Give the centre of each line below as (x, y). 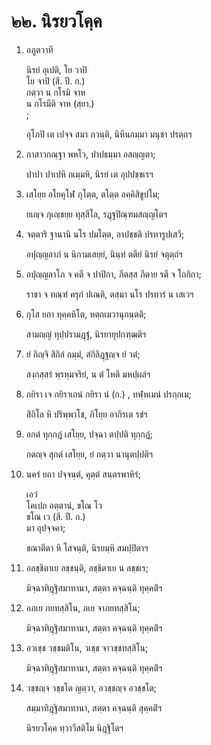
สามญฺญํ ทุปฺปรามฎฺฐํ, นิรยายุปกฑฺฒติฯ (86, 334)
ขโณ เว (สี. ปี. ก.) (55, 516)
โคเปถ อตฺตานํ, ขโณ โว (64, 505)
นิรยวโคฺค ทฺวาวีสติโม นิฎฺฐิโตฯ (74, 727)
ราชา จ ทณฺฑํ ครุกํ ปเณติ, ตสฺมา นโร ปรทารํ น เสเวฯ (109, 294)
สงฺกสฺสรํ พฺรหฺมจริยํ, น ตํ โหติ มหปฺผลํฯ (88, 374)
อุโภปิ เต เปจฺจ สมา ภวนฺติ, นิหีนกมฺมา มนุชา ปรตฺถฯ (109, 134)
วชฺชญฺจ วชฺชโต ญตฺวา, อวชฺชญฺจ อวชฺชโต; (91, 687)
